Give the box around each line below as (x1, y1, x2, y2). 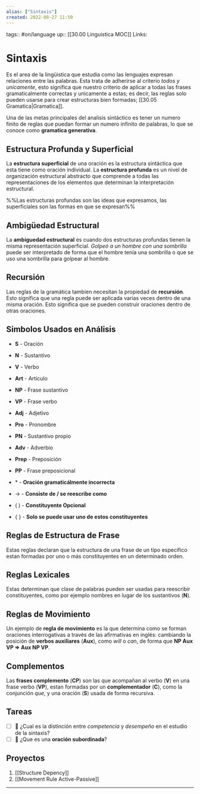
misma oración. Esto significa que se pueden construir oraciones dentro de (6, 301, 190, 308)
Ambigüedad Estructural (6, 220, 99, 230)
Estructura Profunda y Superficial (6, 144, 134, 154)
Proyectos (6, 754, 45, 764)
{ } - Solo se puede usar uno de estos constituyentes (14, 513, 148, 520)
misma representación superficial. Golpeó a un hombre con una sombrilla (6, 242, 187, 250)
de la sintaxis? (14, 729, 50, 736)
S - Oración (14, 340, 43, 347)
